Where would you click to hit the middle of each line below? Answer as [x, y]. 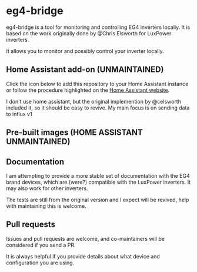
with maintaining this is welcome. [46, 206]
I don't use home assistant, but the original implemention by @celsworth [94, 101]
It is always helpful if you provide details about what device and [83, 256]
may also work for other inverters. [47, 188]
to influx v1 [19, 114]
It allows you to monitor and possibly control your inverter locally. [85, 51]
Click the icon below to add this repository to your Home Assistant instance [97, 84]
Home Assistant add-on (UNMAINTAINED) [85, 70]
